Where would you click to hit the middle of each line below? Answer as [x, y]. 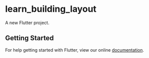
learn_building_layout [51, 9]
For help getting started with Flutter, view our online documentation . [74, 50]
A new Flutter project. [27, 23]
